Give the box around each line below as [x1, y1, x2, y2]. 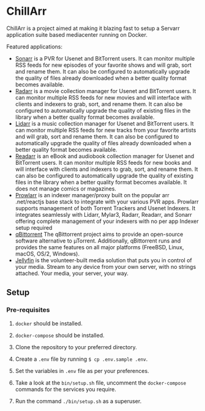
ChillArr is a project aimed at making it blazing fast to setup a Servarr [6, 25, 181, 32]
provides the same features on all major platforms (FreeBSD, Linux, [15, 243, 184, 251]
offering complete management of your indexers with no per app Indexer [15, 217, 199, 225]
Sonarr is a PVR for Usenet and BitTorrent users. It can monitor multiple [15, 55, 195, 62]
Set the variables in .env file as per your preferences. [15, 367, 149, 374]
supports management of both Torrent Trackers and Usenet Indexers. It [15, 204, 196, 212]
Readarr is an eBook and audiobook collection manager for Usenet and [15, 152, 195, 160]
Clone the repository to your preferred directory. [15, 343, 138, 350]
